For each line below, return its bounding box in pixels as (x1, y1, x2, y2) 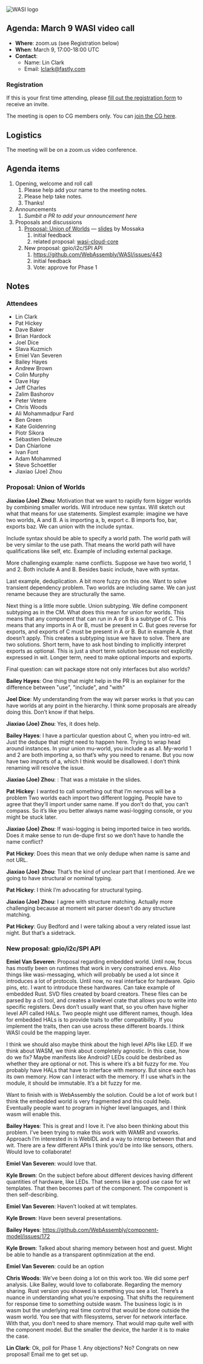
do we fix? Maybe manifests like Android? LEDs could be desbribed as (6, 1054, 182, 1061)
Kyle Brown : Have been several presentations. (6, 1215, 122, 1222)
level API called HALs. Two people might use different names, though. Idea (6, 1009, 193, 1017)
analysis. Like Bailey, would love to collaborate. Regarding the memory (6, 1281, 182, 1288)
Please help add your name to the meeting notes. (24, 186, 147, 194)
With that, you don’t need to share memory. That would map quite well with (6, 1320, 194, 1327)
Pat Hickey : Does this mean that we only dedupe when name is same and (6, 850, 190, 857)
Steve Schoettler (15, 461, 57, 469)
